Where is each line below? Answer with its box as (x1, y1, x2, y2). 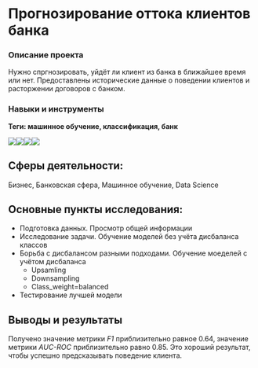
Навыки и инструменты (8, 104, 104, 115)
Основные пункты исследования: (8, 202, 184, 216)
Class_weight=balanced (31, 282, 109, 292)
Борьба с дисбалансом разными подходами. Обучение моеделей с (19, 248, 248, 258)
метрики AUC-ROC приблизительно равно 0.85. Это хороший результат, (8, 343, 251, 352)
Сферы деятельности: (8, 159, 124, 173)
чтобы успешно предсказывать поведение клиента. (8, 351, 183, 360)
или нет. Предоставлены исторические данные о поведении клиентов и (8, 75, 250, 85)
